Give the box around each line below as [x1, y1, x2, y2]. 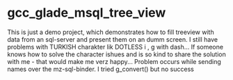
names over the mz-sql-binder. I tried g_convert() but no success [7, 65, 195, 73]
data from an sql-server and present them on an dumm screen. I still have [7, 35, 218, 43]
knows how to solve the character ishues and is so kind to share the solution [7, 50, 226, 58]
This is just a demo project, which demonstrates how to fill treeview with [7, 28, 214, 36]
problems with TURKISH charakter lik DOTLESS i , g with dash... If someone [7, 42, 224, 51]
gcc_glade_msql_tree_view [7, 5, 166, 21]
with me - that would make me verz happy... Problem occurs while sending [7, 57, 221, 65]
